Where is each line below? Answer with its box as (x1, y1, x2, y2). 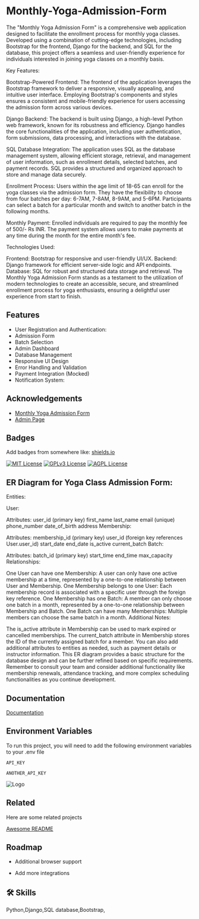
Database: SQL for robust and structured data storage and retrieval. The (6, 267, 182, 275)
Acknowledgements (6, 394, 83, 404)
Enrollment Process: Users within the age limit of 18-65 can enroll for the (6, 182, 184, 190)
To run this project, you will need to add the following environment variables (6, 742, 192, 749)
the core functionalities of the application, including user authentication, (6, 128, 182, 135)
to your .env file (6, 748, 45, 756)
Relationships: (6, 558, 40, 565)
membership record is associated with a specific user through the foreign (6, 588, 186, 596)
